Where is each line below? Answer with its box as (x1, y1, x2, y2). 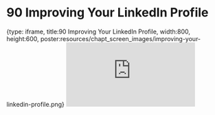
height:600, (6, 34, 39, 42)
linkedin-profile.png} (6, 100, 65, 108)
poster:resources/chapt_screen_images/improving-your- (40, 34, 201, 42)
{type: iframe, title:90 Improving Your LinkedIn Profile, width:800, (6, 27, 190, 36)
